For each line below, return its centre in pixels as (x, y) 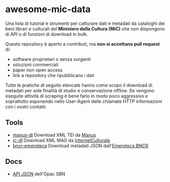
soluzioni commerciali (35, 64)
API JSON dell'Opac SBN (39, 174)
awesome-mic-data (48, 9)
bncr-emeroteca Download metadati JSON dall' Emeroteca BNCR (80, 145)
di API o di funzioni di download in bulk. (47, 34)
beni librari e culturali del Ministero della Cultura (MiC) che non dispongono (85, 28)
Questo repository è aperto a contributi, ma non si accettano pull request (83, 44)
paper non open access (37, 70)
